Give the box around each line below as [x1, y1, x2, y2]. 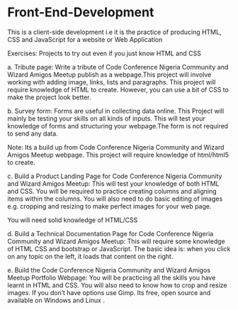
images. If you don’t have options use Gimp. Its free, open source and [7, 288, 211, 297]
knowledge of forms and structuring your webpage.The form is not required [7, 121, 229, 130]
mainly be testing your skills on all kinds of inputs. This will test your [7, 114, 205, 123]
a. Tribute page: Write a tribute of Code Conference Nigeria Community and [7, 62, 229, 71]
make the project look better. [7, 93, 91, 101]
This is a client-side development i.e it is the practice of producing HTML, [7, 28, 222, 36]
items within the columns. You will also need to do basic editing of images [7, 194, 223, 203]
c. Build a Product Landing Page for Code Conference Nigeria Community [7, 172, 222, 180]
